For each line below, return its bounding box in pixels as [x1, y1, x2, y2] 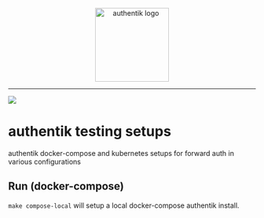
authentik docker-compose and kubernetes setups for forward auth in [8, 148, 234, 157]
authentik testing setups [8, 123, 171, 141]
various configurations [8, 157, 81, 166]
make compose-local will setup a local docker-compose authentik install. [8, 201, 240, 210]
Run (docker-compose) [8, 179, 124, 193]
